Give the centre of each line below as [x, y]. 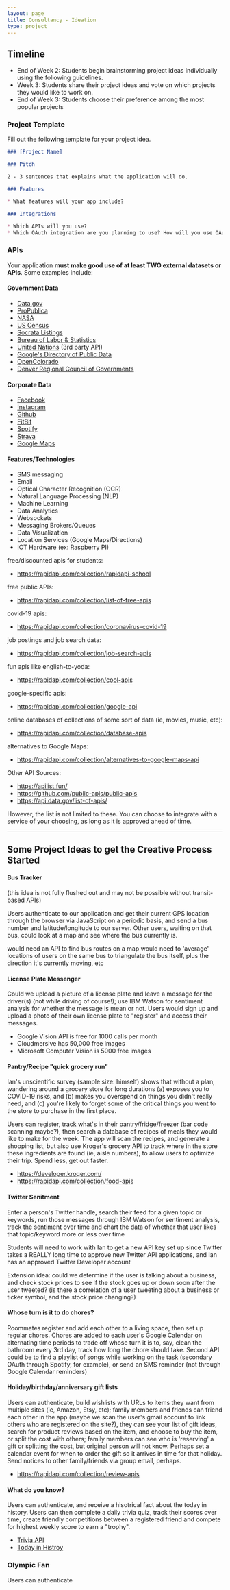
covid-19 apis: [27, 613]
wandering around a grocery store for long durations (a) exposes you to [108, 1089]
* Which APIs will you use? [47, 226]
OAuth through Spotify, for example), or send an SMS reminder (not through [114, 1364]
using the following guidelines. [60, 78]
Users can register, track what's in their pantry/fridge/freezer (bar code [108, 1124]
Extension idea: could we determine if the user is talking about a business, [112, 1275]
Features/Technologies [41, 459]
